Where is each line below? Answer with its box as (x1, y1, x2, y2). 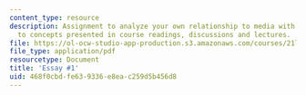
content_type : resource (9, 13, 100, 23)
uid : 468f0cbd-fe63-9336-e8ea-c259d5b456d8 (9, 72, 178, 81)
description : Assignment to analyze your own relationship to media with (9, 22, 296, 31)
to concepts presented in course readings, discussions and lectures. (17, 30, 291, 39)
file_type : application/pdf (9, 47, 117, 56)
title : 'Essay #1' (9, 64, 79, 73)
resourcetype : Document (9, 55, 100, 64)
